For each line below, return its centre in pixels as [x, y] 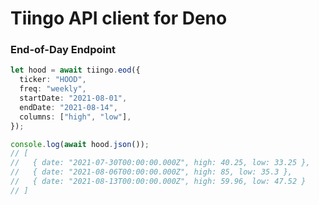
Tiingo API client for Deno [119, 18]
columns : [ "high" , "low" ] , [75, 117]
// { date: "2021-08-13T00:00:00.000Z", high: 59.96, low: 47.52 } [158, 182]
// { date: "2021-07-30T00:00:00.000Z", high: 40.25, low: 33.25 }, [160, 163]
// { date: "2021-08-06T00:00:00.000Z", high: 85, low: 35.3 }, [151, 172]
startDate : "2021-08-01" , [73, 98]
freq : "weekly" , [53, 89]
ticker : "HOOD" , [53, 80]
